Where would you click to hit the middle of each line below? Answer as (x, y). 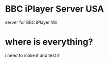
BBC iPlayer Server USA (54, 9)
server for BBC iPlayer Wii (31, 22)
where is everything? (49, 42)
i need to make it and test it (32, 55)
